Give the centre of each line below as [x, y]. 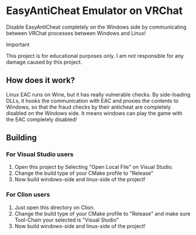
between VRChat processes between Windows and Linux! [76, 33]
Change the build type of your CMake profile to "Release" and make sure [102, 213]
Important [18, 44]
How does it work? [41, 80]
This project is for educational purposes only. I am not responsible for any [95, 56]
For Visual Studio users [40, 154]
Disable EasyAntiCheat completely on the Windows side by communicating [96, 27]
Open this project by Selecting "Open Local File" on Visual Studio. [94, 167]
